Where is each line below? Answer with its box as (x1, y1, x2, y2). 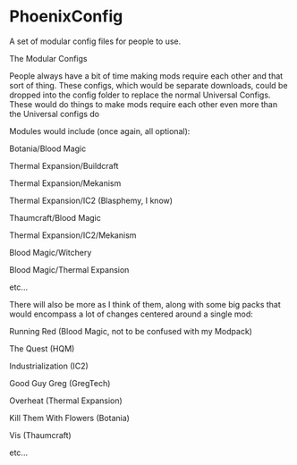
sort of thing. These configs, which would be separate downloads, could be (9, 80, 288, 90)
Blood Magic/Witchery (9, 247, 92, 258)
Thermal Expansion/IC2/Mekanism (9, 230, 137, 241)
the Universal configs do (9, 108, 100, 119)
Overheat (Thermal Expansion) (9, 395, 123, 406)
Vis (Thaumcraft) (9, 429, 72, 440)
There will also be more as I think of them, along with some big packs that (9, 299, 282, 309)
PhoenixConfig (9, 6, 123, 27)
